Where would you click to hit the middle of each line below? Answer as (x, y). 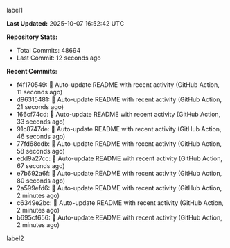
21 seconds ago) (40, 107)
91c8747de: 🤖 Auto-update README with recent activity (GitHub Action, (119, 129)
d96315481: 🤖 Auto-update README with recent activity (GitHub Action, (119, 99)
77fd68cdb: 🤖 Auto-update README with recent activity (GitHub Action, (119, 144)
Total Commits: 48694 (48, 50)
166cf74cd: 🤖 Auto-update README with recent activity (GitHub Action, (118, 114)
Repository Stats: (32, 37)
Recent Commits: (32, 71)
